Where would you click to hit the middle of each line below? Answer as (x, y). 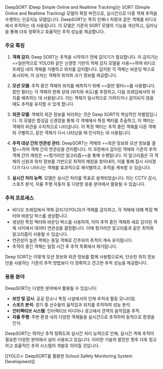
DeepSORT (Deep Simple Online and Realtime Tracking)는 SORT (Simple (77, 7)
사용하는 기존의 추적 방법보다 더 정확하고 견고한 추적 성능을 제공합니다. (81, 262)
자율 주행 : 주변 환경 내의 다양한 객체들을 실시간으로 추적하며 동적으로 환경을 (83, 317)
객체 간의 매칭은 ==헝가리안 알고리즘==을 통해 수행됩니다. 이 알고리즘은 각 (82, 155)
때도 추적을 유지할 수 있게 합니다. (43, 104)
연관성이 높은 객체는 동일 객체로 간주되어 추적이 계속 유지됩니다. (72, 240)
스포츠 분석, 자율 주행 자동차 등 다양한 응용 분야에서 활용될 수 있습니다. (79, 184)
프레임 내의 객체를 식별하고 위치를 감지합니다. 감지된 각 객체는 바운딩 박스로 (83, 69)
